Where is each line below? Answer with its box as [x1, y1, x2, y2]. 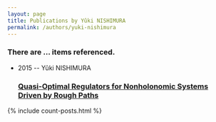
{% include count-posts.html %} [7, 106, 102, 115]
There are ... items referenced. [7, 47, 115, 57]
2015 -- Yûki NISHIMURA [17, 63, 91, 72]
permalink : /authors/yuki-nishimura [7, 24, 116, 31]
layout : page [7, 10, 46, 18]
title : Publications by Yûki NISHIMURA [7, 17, 126, 24]
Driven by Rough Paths [17, 90, 99, 100]
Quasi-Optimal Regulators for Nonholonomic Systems [17, 81, 209, 91]
